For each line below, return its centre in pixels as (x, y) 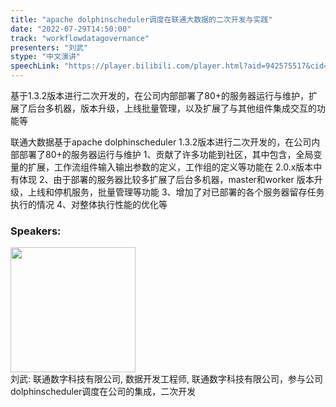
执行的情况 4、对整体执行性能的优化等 (89, 204)
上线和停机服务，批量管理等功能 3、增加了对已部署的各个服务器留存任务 (176, 192)
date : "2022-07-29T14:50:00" (71, 29)
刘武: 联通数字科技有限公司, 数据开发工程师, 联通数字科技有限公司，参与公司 (166, 379)
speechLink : (35, 66)
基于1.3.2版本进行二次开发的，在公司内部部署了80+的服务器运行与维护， (160, 95)
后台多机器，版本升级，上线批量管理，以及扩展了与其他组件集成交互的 (172, 108)
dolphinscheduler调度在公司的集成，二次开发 (103, 392)
